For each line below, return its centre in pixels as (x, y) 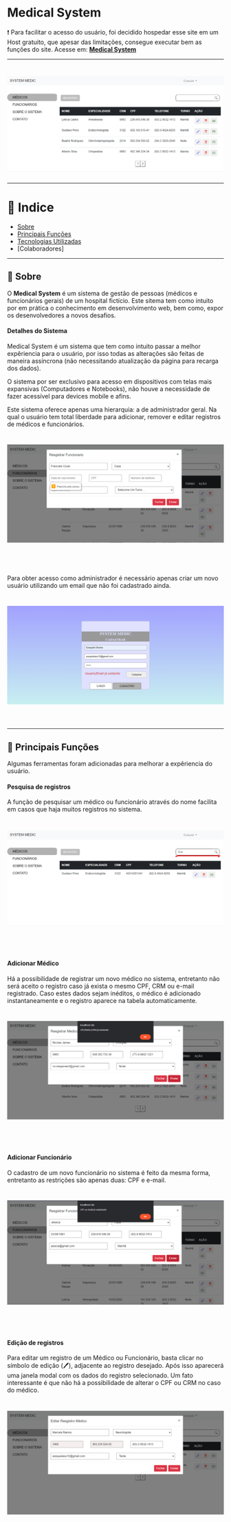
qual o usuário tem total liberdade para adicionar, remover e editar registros (114, 416)
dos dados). (24, 368)
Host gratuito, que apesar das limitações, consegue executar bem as (104, 42)
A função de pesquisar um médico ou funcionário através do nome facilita (112, 802)
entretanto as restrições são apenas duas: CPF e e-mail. (87, 1180)
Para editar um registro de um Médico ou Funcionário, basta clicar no (106, 1358)
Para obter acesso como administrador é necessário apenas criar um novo (113, 578)
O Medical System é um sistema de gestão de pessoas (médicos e (102, 293)
